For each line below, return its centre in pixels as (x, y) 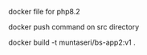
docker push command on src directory (74, 27)
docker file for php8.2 (44, 12)
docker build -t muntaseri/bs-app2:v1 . (72, 42)
